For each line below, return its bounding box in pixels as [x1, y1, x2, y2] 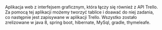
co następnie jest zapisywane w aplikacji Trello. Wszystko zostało [5, 15, 137, 20]
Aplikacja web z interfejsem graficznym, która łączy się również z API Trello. [5, 4, 158, 10]
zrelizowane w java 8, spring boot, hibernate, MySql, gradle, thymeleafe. [5, 19, 151, 25]
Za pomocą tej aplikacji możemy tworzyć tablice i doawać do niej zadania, [5, 9, 154, 15]
